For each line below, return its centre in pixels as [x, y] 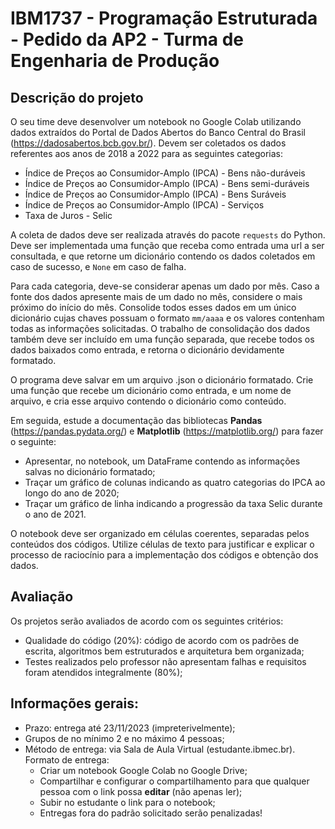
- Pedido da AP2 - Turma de [127, 39]
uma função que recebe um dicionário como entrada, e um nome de [151, 390]
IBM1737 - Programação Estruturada [164, 18]
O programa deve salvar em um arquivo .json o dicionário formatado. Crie [162, 380]
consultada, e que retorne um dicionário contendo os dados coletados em [163, 256]
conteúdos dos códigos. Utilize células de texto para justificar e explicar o [162, 544]
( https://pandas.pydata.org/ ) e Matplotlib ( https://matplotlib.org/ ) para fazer [167, 431]
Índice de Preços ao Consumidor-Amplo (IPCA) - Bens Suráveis [155, 194]
